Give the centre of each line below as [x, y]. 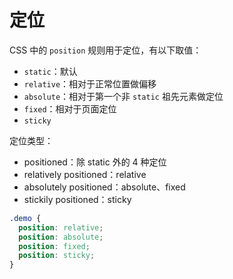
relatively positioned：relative [85, 174]
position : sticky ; [57, 256]
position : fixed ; [54, 246]
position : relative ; [61, 227]
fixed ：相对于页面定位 [70, 108]
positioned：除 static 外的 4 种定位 [95, 162]
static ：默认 [50, 71]
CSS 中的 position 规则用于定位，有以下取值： [105, 50]
